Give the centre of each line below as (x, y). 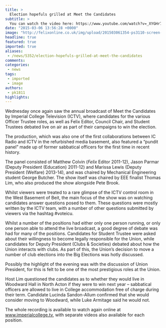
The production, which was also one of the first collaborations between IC (81, 137)
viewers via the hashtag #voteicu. (40, 214)
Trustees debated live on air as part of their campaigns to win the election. (81, 127)
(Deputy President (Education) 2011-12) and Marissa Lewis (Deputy (73, 167)
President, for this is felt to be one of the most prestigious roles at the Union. (83, 270)
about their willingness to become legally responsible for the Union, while (80, 239)
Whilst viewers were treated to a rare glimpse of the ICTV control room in (80, 192)
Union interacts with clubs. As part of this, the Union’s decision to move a (80, 249)
